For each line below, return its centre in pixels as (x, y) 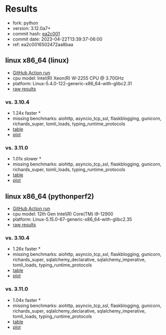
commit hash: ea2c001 (36, 33)
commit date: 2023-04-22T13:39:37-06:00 (57, 39)
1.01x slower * (27, 159)
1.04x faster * (27, 300)
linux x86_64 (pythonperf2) (50, 196)
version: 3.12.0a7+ (32, 28)
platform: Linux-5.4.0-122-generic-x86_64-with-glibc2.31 (72, 83)
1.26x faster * (27, 249)
